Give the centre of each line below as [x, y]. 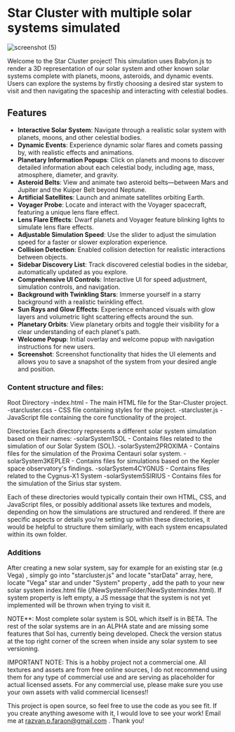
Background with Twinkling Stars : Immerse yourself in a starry [109, 294]
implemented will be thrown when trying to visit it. [79, 605]
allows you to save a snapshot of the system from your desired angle [117, 361]
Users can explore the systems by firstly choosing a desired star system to [115, 83]
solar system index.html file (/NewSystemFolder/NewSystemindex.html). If [115, 590]
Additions [24, 552]
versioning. [23, 649]
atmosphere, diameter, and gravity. [68, 174]
